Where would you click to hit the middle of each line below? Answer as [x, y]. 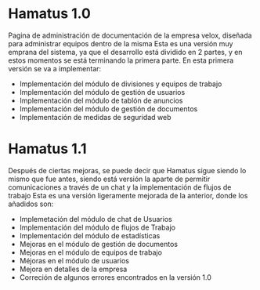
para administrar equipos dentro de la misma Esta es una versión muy [121, 43]
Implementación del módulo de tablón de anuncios [101, 100]
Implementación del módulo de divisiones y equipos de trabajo [121, 84]
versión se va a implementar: [55, 68]
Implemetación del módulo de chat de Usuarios [96, 219]
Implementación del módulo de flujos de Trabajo [97, 227]
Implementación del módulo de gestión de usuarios [102, 92]
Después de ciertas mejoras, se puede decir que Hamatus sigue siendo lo [127, 170]
